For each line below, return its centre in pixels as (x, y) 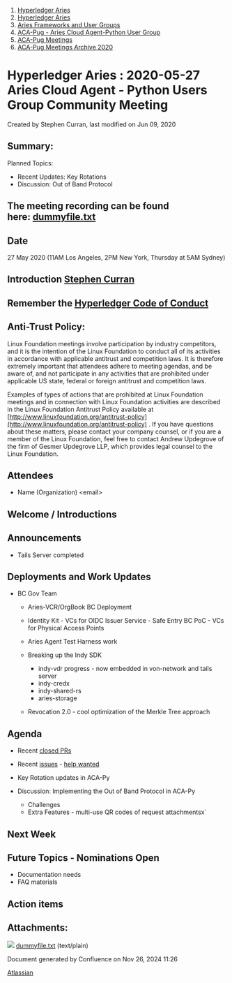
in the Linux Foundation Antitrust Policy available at (80, 409)
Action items (36, 904)
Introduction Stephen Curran (71, 280)
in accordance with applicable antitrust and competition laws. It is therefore (115, 358)
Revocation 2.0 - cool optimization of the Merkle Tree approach (119, 712)
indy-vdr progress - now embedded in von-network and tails (125, 669)
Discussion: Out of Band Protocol (65, 184)
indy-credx (54, 683)
